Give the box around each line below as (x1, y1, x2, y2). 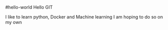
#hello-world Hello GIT (5, 4, 53, 10)
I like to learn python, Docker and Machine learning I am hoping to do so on (5, 14, 163, 19)
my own (5, 19, 22, 25)
